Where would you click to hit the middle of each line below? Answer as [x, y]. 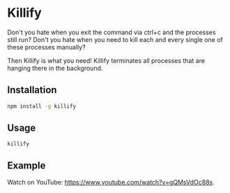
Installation [32, 90]
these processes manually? [46, 47]
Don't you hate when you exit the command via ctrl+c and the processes [112, 32]
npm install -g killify [42, 106]
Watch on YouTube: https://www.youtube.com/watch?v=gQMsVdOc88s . [111, 183]
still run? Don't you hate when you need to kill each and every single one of [115, 39]
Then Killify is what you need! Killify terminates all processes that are [106, 60]
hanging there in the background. [55, 68]
